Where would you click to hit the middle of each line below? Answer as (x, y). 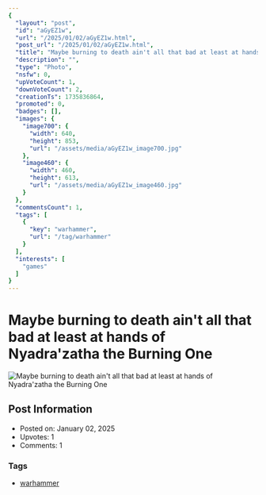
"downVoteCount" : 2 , (49, 89)
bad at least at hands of (87, 337)
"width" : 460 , (53, 171)
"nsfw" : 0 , (33, 75)
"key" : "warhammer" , (63, 230)
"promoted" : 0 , (40, 104)
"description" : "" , (47, 60)
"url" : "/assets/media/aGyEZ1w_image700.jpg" (105, 148)
